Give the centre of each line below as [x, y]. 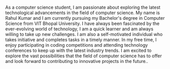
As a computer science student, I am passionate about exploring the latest [83, 7]
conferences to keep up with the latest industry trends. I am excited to [78, 50]
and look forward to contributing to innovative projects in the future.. [77, 61]
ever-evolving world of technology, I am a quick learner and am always [79, 29]
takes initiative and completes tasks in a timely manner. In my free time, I [81, 40]
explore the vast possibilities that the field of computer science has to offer [84, 56]
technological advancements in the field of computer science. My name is [82, 13]
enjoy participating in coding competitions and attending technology [77, 45]
